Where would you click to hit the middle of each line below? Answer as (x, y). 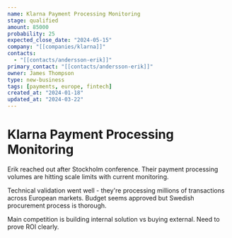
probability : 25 (31, 34)
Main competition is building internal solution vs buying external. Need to (114, 219)
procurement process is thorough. (57, 205)
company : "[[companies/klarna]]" (57, 47)
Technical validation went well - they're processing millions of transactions (116, 190)
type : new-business (36, 80)
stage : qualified (33, 21)
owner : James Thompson (41, 73)
